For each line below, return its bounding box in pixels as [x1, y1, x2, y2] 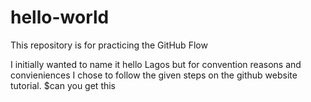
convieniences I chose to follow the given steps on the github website [10, 69, 298, 81]
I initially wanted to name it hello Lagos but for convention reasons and [10, 58, 302, 70]
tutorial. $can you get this [10, 79, 117, 91]
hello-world [10, 6, 110, 29]
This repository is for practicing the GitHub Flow [10, 39, 208, 51]
